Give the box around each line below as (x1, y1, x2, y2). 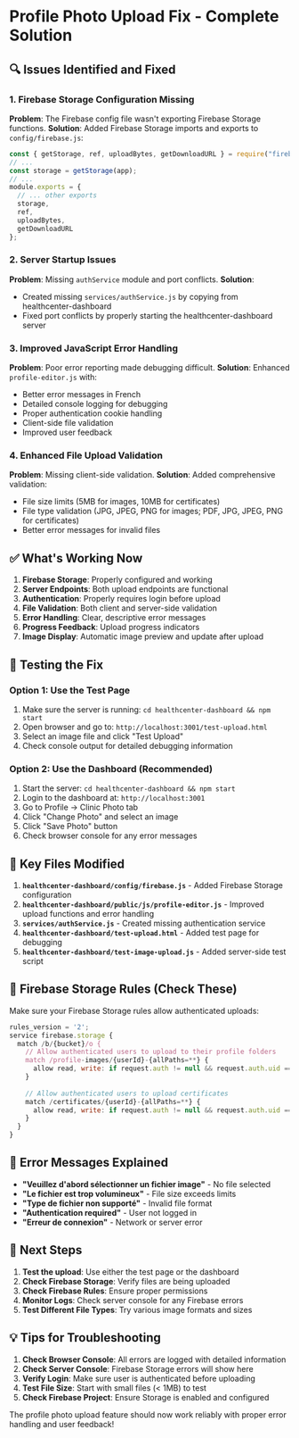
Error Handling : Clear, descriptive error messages (21, 612, 206, 623)
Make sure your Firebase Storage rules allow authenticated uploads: (9, 1005, 260, 1016)
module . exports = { (9, 183, 82, 192)
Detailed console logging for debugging (21, 399, 168, 410)
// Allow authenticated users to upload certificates (25, 1089, 229, 1098)
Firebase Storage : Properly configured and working (21, 574, 213, 586)
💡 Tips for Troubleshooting (9, 1330, 162, 1345)
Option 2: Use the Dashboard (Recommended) (9, 762, 214, 775)
